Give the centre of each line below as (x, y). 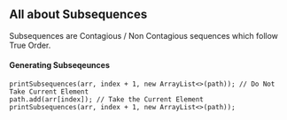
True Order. (30, 45)
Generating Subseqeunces (60, 65)
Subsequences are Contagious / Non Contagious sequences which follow (144, 35)
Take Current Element (49, 92)
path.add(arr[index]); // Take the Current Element (106, 100)
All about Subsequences (78, 15)
